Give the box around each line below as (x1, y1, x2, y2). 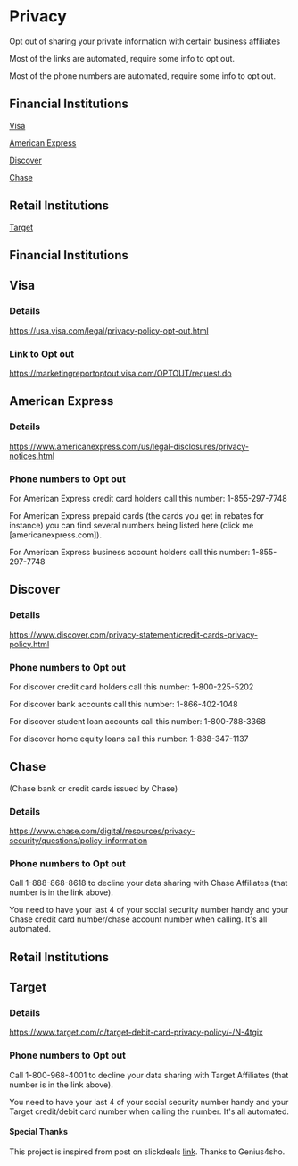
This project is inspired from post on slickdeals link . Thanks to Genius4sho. (9, 1146, 286, 1157)
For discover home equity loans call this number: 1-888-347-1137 (9, 733, 249, 744)
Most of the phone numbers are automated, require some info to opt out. (9, 70, 277, 81)
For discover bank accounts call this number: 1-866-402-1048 (9, 698, 238, 709)
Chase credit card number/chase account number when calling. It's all (9, 914, 268, 925)
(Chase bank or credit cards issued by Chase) (9, 782, 178, 793)
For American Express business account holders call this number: (9, 546, 251, 557)
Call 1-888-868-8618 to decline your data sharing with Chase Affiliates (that (9, 878, 288, 889)
